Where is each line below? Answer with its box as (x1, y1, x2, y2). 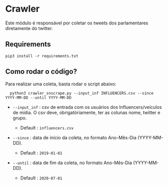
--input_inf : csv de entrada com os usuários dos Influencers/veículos (12, 104, 162, 110)
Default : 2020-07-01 (20, 175, 63, 181)
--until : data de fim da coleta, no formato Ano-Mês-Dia (12, 160, 132, 166)
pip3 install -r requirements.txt (5, 53, 79, 58)
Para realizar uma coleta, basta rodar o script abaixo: (5, 81, 117, 87)
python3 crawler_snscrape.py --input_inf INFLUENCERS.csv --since (10, 90, 154, 96)
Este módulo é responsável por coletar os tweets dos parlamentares (5, 20, 149, 26)
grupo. (12, 115, 27, 121)
